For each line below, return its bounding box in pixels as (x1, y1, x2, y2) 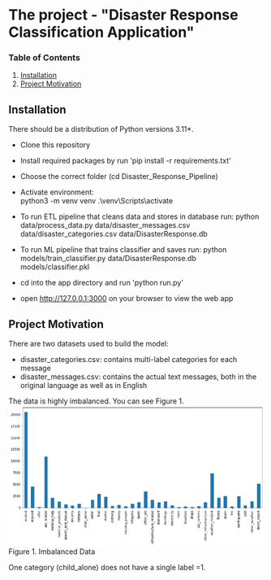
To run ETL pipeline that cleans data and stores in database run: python (19, 212, 260, 221)
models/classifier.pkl (19, 262, 90, 272)
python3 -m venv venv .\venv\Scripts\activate (19, 196, 173, 206)
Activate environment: (19, 187, 95, 197)
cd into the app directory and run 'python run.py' (19, 278, 184, 288)
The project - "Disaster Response (8, 6, 239, 24)
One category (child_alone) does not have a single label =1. (8, 562, 206, 572)
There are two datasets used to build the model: (8, 339, 169, 349)
